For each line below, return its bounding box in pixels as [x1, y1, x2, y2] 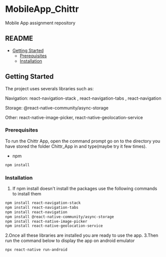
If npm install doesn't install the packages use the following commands [12, 186, 158, 192]
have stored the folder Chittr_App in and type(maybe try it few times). [5, 143, 147, 149]
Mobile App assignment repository [5, 20, 76, 26]
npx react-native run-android [5, 247, 68, 253]
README [5, 34, 33, 43]
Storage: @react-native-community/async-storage [5, 105, 109, 111]
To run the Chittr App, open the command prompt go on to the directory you [5, 138, 161, 144]
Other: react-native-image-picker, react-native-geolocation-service [5, 114, 143, 120]
